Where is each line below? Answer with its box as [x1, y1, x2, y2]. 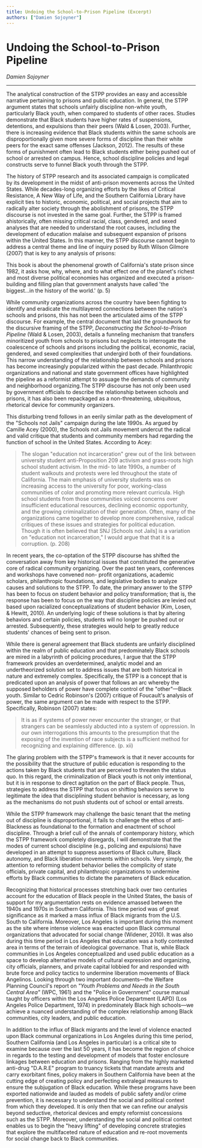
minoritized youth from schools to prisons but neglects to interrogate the [6, 337, 186, 345]
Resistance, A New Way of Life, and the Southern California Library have [6, 192, 186, 199]
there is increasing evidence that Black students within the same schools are [6, 129, 196, 136]
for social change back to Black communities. [6, 1135, 119, 1143]
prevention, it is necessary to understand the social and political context [6, 1097, 185, 1104]
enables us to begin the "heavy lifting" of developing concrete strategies [6, 1122, 186, 1129]
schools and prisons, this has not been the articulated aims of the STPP [6, 311, 183, 319]
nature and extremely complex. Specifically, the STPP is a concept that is [6, 672, 188, 680]
